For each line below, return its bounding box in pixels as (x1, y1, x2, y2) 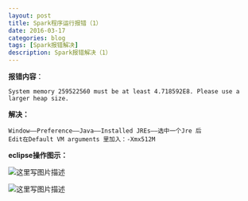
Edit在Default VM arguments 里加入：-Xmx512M (8, 136, 156, 144)
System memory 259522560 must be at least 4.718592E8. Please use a (8, 88, 240, 96)
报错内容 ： (8, 72, 44, 81)
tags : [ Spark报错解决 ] (8, 41, 79, 49)
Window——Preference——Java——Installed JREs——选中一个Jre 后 (8, 127, 202, 135)
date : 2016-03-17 (8, 26, 66, 34)
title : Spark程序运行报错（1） (8, 19, 103, 27)
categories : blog (8, 33, 66, 42)
